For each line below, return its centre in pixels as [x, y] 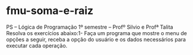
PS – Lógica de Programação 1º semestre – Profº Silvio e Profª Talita [90, 27]
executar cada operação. [37, 46]
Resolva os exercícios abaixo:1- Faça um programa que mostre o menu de [96, 33]
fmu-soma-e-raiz [50, 11]
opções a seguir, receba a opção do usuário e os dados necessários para [96, 39]
